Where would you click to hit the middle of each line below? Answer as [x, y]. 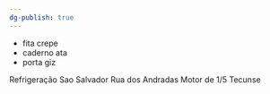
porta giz [39, 62]
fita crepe [40, 43]
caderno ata [44, 52]
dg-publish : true [42, 17]
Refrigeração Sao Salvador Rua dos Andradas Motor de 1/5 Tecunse [135, 79]
